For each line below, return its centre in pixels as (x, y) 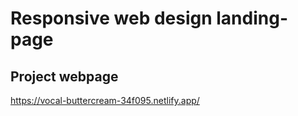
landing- (252, 18)
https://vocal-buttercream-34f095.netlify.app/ (105, 100)
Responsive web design (111, 18)
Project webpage (64, 76)
